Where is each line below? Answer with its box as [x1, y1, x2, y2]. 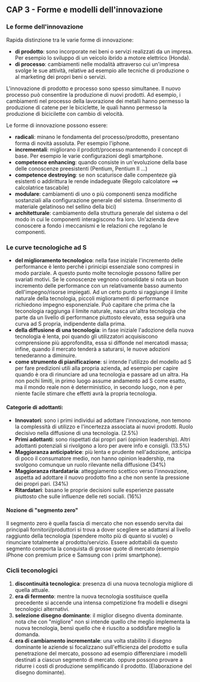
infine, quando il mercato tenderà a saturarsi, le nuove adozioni [14, 345, 170, 353]
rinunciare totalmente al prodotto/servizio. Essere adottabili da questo [6, 539, 178, 546]
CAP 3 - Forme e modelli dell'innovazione [6, 5, 163, 15]
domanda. [14, 631, 40, 638]
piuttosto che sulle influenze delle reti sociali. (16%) [14, 493, 141, 500]
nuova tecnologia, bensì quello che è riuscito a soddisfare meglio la [14, 624, 181, 631]
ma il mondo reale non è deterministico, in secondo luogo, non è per [14, 383, 183, 390]
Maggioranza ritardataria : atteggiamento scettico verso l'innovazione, [14, 468, 189, 475]
